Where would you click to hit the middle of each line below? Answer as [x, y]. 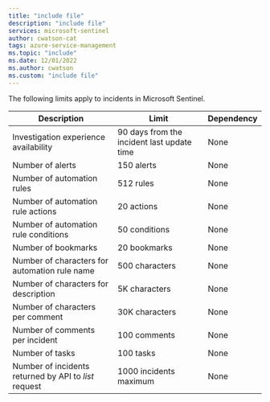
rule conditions [41, 234]
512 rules [136, 183]
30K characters [147, 312]
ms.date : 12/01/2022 [43, 61]
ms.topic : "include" [43, 53]
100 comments [146, 334]
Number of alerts [44, 165]
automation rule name [53, 270]
